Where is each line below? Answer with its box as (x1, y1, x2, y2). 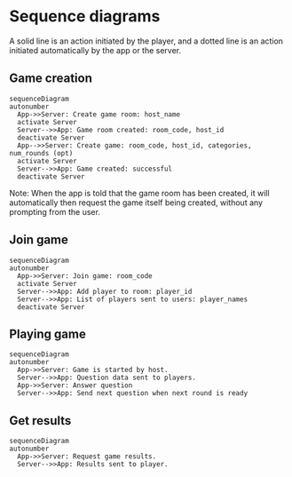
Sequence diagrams (9, 6, 161, 27)
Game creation (9, 71, 93, 86)
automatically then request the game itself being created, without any (9, 197, 264, 208)
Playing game (9, 326, 86, 341)
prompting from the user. (9, 206, 100, 217)
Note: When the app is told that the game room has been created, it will (9, 187, 270, 198)
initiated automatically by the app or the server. (9, 44, 182, 55)
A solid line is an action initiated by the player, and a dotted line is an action (9, 36, 284, 46)
